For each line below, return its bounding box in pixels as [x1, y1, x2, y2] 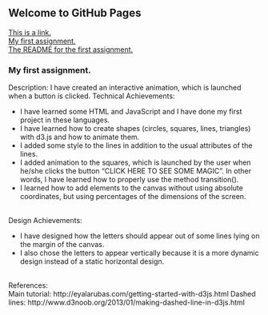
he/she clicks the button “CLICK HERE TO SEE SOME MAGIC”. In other [19, 166, 252, 176]
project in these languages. [19, 115, 110, 125]
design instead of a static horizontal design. [19, 257, 165, 266]
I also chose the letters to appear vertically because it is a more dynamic [19, 248, 259, 258]
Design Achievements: [8, 216, 82, 225]
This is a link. [8, 27, 52, 37]
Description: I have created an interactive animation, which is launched [8, 83, 242, 93]
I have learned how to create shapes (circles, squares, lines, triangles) [19, 124, 251, 134]
